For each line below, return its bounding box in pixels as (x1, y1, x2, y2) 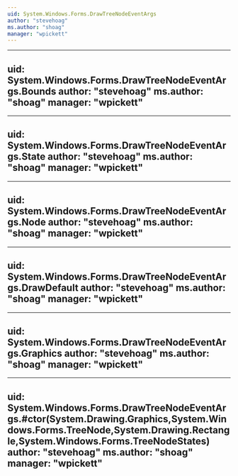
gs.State (7, 150, 46, 163)
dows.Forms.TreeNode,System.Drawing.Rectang (7, 424, 230, 436)
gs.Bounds (7, 85, 57, 97)
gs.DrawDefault (7, 282, 79, 294)
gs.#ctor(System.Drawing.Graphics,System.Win (7, 413, 227, 425)
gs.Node (7, 216, 46, 228)
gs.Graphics (7, 347, 62, 359)
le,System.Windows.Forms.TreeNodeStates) (7, 435, 210, 447)
